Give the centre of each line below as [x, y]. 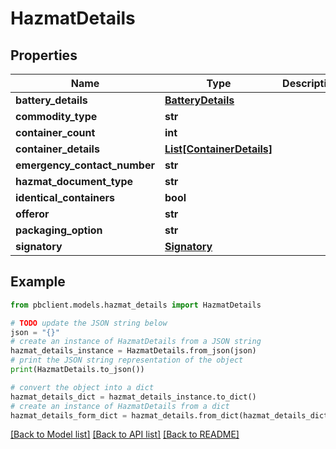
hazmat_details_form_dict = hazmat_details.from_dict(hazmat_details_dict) [171, 415]
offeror [32, 214]
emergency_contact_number [85, 165]
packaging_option [59, 230]
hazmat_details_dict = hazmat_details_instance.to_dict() [133, 397]
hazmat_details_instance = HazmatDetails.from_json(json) [133, 351]
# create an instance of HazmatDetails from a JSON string [136, 342]
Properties [44, 55]
